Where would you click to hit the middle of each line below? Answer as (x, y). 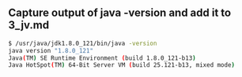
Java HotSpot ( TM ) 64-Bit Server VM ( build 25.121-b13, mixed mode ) (122, 65)
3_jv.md (29, 26)
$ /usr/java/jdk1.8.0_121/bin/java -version (83, 43)
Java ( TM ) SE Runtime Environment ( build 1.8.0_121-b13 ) (102, 58)
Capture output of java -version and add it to (120, 13)
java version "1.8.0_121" (51, 50)
